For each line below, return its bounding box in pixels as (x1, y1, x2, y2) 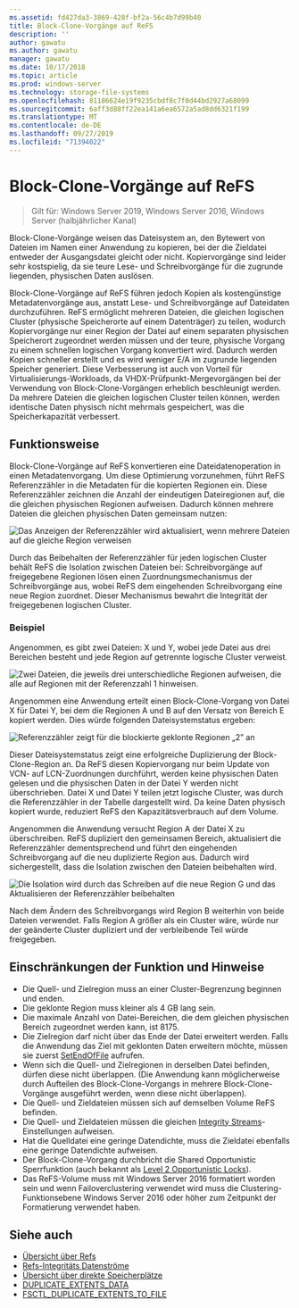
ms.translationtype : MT (9, 112, 98, 121)
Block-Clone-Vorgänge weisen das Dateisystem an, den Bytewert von (9, 232, 266, 243)
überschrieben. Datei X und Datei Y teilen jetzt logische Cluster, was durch (9, 787, 284, 797)
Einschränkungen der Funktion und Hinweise (9, 960, 265, 975)
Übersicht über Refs (21, 1251, 96, 1262)
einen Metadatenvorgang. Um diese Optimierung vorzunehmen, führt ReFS (9, 470, 286, 480)
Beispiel (9, 621, 46, 634)
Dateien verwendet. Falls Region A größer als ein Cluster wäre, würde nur (9, 914, 279, 925)
